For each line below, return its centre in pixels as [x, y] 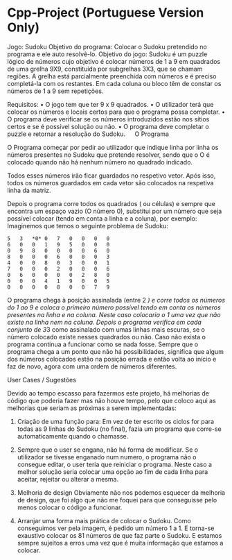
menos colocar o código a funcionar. [70, 507]
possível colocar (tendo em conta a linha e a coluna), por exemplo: [102, 218]
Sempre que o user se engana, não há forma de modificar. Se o [108, 450]
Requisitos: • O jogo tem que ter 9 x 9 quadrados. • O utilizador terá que [110, 104]
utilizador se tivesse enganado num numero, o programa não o [107, 457]
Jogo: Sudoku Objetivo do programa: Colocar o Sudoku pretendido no [107, 46]
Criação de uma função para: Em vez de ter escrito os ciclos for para [116, 421]
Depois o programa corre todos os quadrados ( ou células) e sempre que [111, 203]
